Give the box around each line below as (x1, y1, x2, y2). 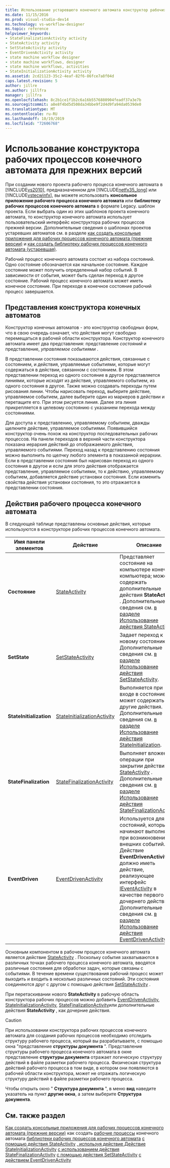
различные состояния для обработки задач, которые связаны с (5, 965, 144, 971)
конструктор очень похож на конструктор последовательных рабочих (5, 431, 158, 437)
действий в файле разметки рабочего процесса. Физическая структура (5, 1060, 161, 1066)
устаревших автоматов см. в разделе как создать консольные (5, 230, 141, 236)
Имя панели (14, 538, 45, 546)
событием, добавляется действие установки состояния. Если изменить (5, 474, 161, 480)
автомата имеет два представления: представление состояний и (5, 341, 147, 347)
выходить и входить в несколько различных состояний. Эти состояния (5, 976, 159, 982)
